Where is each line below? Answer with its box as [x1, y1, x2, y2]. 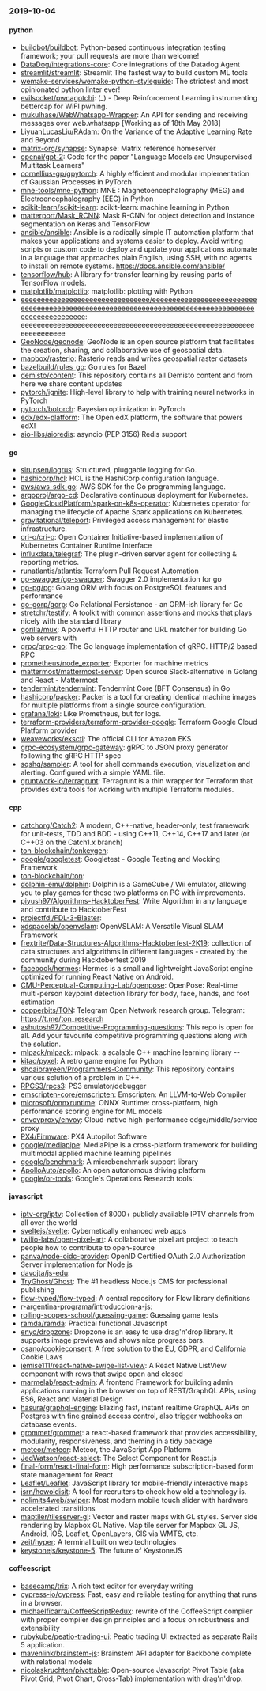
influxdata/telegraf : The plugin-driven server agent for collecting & [20, 549, 238, 559]
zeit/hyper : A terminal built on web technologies [20, 1537, 177, 1546]
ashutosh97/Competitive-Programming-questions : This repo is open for [20, 1022, 254, 1032]
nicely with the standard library [20, 616, 122, 626]
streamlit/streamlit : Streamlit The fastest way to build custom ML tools [20, 68, 248, 78]
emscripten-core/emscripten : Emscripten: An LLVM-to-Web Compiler [20, 1090, 247, 1099]
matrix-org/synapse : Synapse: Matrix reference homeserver [20, 144, 216, 154]
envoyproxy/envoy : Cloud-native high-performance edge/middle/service [20, 1114, 257, 1124]
